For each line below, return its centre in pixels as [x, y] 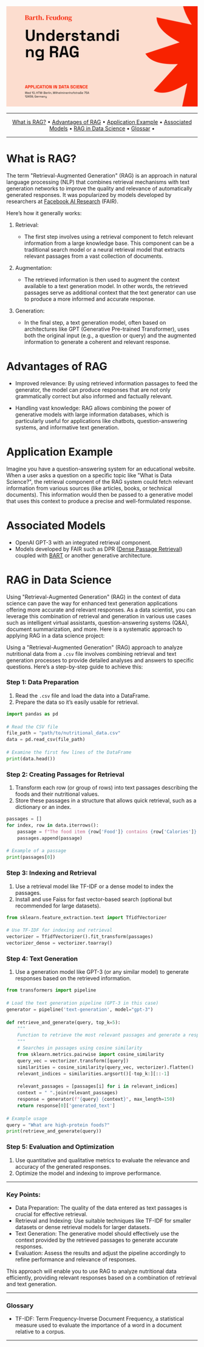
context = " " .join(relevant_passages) [68, 1093]
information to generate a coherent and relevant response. [97, 342]
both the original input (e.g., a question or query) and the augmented [110, 335]
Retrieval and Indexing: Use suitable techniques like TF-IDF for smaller [103, 1221]
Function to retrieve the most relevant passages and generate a [102, 1035]
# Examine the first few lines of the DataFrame [69, 753]
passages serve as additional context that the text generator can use [110, 292]
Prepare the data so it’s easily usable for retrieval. [77, 702]
